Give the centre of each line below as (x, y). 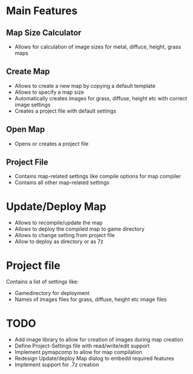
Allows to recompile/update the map (59, 223)
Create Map (28, 72)
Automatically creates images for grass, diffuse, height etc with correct (101, 98)
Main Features (42, 11)
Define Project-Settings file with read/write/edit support (82, 346)
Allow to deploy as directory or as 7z (59, 242)
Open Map (26, 129)
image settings (33, 104)
